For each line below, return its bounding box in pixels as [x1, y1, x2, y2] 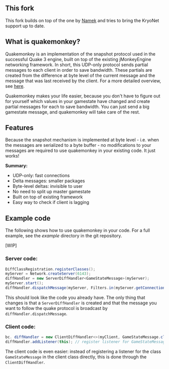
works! [5, 153, 20, 159]
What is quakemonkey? [5, 37, 80, 46]
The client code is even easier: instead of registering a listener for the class [5, 348, 161, 354]
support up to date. [5, 23, 45, 29]
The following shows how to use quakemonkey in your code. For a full [5, 227, 150, 234]
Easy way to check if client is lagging [12, 199, 90, 205]
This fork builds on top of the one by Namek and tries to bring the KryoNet [5, 17, 159, 23]
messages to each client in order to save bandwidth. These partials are [5, 67, 152, 73]
